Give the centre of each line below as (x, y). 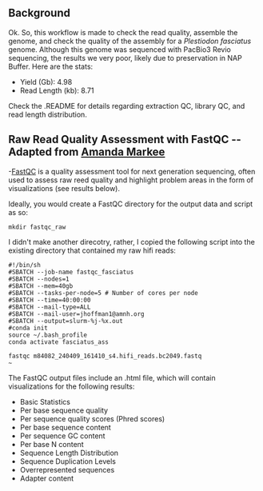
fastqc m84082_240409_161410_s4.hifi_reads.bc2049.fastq (105, 356)
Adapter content (47, 478)
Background (39, 13)
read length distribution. (48, 114)
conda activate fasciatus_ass (59, 342)
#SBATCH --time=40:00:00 (50, 300)
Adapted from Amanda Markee (87, 152)
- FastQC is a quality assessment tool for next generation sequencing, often (132, 171)
